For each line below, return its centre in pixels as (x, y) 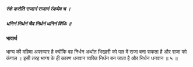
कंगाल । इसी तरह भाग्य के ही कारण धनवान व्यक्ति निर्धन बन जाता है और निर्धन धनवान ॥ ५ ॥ (92, 58)
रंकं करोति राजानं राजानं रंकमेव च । (38, 9)
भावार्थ (12, 39)
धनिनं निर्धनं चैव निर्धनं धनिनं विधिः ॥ (39, 23)
